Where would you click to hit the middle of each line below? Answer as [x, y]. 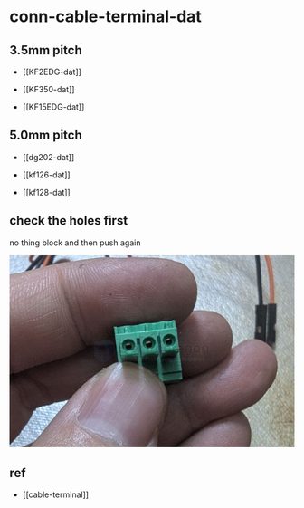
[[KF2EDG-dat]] [52, 72]
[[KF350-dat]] [48, 89]
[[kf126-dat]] [46, 175]
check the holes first [69, 220]
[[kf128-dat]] [46, 192]
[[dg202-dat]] [48, 157]
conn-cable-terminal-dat [105, 17]
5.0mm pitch [46, 135]
